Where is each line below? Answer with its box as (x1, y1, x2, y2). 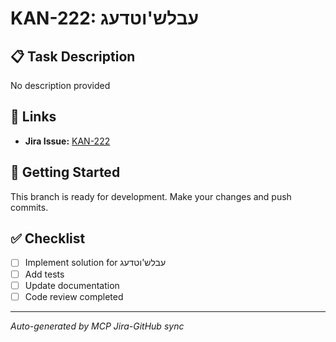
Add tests (24, 268, 65, 280)
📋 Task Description (10, 48, 136, 65)
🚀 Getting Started (10, 164, 121, 181)
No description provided (10, 80, 111, 91)
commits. (10, 201, 49, 213)
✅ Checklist (10, 230, 86, 247)
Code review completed (24, 290, 124, 302)
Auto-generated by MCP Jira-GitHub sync (10, 320, 185, 332)
